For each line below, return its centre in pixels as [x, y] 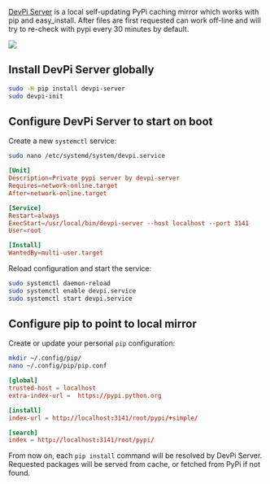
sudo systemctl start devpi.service [70, 299]
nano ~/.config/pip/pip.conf [58, 366]
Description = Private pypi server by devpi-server [94, 178]
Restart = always [34, 216]
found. [20, 473]
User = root [25, 231]
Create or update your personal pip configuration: [92, 343]
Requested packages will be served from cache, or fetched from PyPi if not [135, 464]
